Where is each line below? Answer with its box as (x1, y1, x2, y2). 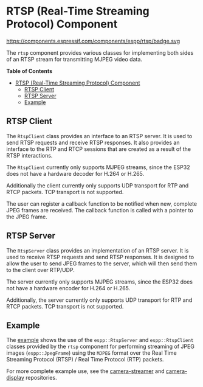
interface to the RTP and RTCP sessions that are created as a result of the (6, 145, 191, 153)
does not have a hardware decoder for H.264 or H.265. (6, 170, 145, 177)
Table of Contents (6, 67, 53, 74)
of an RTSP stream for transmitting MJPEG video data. (6, 55, 143, 63)
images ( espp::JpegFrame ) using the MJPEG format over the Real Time (6, 349, 177, 357)
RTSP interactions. (6, 152, 53, 159)
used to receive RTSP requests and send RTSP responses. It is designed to (6, 253, 194, 260)
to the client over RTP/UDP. (6, 266, 75, 273)
